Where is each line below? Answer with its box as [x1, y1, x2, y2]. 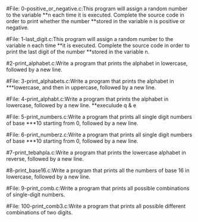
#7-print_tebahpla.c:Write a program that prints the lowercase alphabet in [6, 149, 186, 156]
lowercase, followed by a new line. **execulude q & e [6, 102, 137, 109]
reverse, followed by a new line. [6, 155, 84, 162]
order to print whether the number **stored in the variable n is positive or [6, 18, 186, 24]
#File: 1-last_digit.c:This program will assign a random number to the [6, 36, 174, 42]
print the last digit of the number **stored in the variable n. [6, 48, 150, 55]
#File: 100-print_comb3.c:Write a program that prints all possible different [6, 202, 186, 210]
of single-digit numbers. [6, 191, 65, 198]
